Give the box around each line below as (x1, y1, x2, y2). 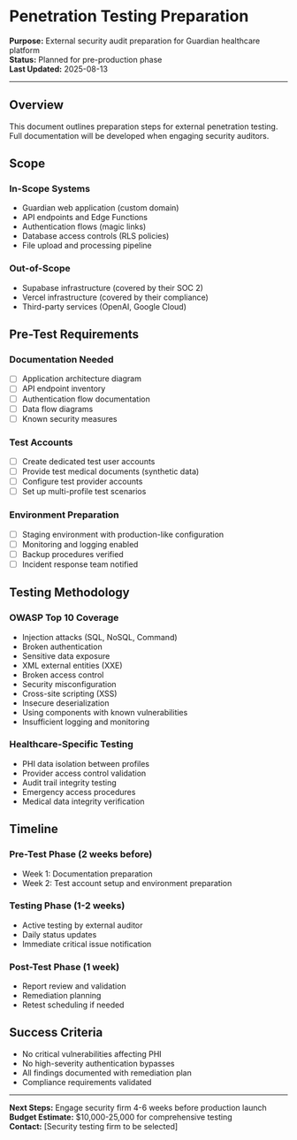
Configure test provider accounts (21, 476, 143, 487)
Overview (9, 97, 65, 112)
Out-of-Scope (9, 263, 71, 275)
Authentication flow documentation (21, 394, 150, 404)
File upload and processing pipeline (21, 241, 152, 251)
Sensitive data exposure (21, 650, 110, 661)
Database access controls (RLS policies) (21, 231, 170, 241)
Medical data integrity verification (21, 796, 145, 807)
